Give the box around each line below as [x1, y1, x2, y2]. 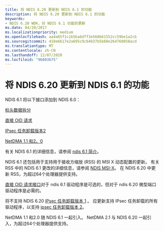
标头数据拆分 [5, 107, 31, 113]
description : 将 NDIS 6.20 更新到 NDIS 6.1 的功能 [5, 12, 105, 17]
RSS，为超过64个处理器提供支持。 [10, 171, 80, 177]
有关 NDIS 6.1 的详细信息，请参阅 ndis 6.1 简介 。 [5, 148, 102, 154]
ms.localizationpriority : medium [5, 30, 73, 35]
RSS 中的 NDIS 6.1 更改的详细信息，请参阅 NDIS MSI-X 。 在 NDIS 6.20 [5, 165, 146, 171]
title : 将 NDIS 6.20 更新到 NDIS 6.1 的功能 [5, 7, 92, 12]
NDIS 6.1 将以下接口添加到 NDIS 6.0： [5, 97, 81, 103]
